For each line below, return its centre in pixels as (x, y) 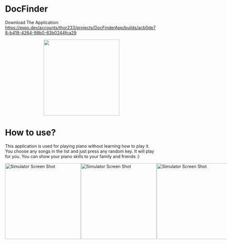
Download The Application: (32, 22)
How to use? (31, 133)
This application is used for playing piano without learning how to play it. (77, 146)
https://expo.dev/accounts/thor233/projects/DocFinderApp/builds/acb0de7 (81, 27)
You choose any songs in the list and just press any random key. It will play (80, 151)
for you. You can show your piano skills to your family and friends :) (72, 156)
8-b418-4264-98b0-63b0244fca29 (41, 33)
